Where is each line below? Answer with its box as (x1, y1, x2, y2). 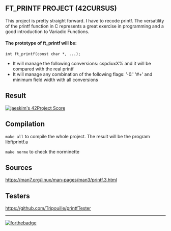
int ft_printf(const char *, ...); (5, 52, 81, 57)
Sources (5, 163, 33, 172)
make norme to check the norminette (5, 148, 80, 155)
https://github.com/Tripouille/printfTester (5, 205, 92, 211)
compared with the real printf (12, 66, 74, 72)
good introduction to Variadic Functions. (5, 28, 90, 35)
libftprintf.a (5, 139, 28, 145)
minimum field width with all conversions (12, 76, 98, 83)
